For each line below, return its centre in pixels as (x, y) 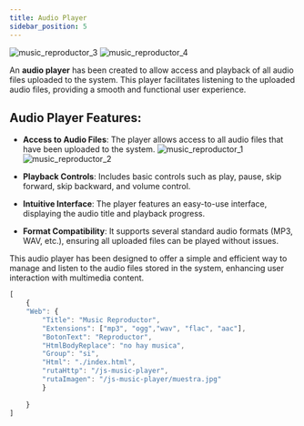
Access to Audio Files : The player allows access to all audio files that (153, 140)
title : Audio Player (49, 18)
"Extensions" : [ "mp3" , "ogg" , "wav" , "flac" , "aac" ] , (144, 329)
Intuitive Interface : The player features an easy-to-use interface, (145, 204)
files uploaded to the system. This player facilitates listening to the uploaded (152, 79)
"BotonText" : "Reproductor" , (97, 337)
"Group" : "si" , (71, 354)
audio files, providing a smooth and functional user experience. (128, 89)
